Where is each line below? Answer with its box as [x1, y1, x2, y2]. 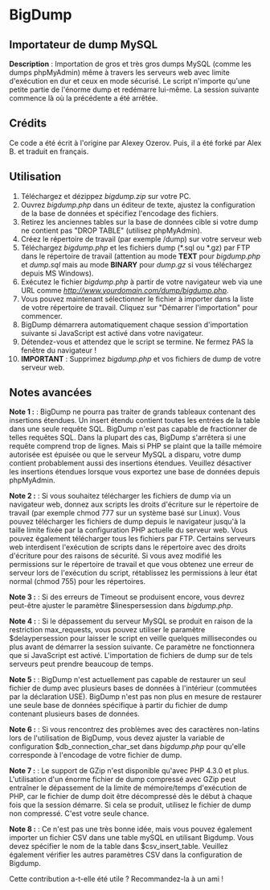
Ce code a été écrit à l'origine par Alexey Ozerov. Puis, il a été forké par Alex [9, 138, 262, 147]
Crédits [9, 117, 47, 130]
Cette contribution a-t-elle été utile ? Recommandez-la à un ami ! [9, 874, 224, 884]
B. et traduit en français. [9, 147, 89, 156]
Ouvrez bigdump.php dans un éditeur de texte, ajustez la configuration [20, 200, 256, 209]
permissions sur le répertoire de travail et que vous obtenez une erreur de [9, 560, 254, 569]
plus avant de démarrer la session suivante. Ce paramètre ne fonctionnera [9, 642, 256, 652]
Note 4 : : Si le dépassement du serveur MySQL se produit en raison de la [9, 616, 253, 626]
